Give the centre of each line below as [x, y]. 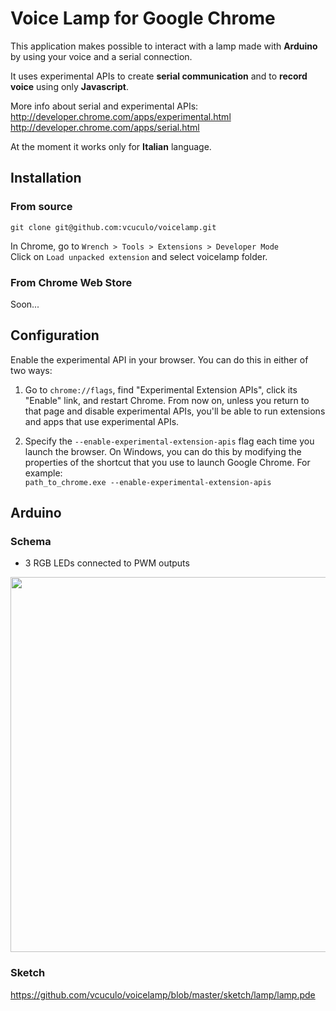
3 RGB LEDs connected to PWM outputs [107, 563]
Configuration [55, 335]
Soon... [25, 304]
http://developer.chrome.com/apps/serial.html [105, 127]
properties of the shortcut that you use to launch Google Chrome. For [167, 462]
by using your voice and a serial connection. [101, 56]
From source [41, 207]
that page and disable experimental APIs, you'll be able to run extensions [175, 411]
